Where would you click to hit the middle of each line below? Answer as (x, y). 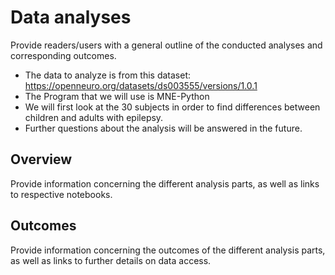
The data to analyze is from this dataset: (108, 75)
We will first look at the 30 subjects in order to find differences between (172, 107)
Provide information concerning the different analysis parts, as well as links (165, 183)
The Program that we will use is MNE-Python (117, 96)
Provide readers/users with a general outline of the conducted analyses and (166, 45)
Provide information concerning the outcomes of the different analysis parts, (168, 250)
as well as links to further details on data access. (111, 260)
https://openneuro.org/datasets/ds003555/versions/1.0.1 (141, 85)
